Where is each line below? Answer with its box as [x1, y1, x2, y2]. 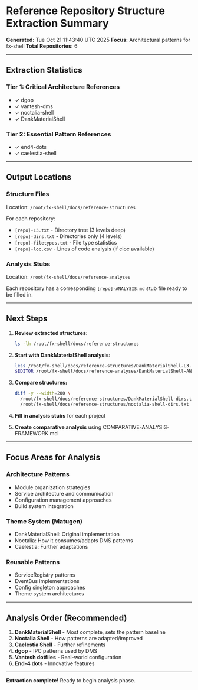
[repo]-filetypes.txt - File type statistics [14, 239, 117, 246]
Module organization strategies [14, 483, 91, 491]
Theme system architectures [14, 590, 84, 597]
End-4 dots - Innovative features [14, 660, 95, 667]
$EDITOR [14, 368, 34, 375]
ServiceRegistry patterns [14, 571, 75, 578]
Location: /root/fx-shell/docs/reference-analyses [6, 273, 131, 280]
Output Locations [6, 172, 72, 183]
